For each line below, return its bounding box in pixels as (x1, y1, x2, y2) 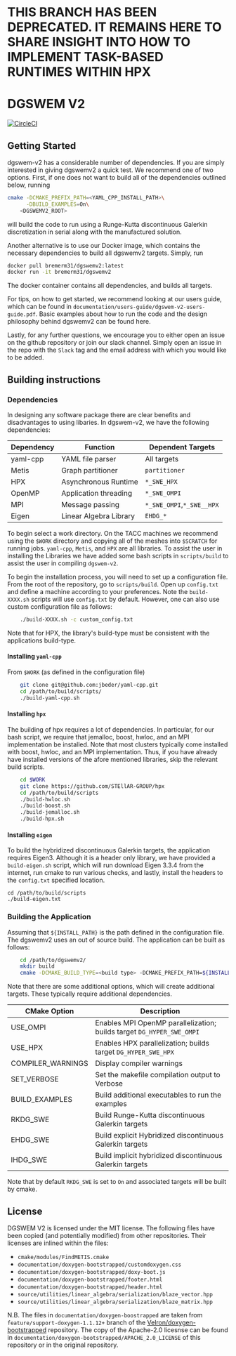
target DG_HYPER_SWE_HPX (94, 1047, 174, 1057)
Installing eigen (7, 830, 53, 839)
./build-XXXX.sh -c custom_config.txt (20, 616, 133, 623)
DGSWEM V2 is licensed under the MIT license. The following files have (7, 1223, 216, 1232)
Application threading (61, 489, 132, 498)
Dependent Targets (148, 442, 216, 452)
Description (140, 1006, 181, 1016)
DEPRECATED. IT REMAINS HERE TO (7, 19, 223, 35)
